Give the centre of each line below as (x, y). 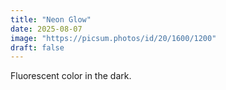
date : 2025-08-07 (46, 29)
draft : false (37, 47)
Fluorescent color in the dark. (71, 76)
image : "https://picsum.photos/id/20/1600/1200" (113, 38)
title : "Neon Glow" (51, 19)
